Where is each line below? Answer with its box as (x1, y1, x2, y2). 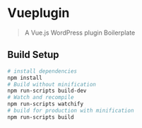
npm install (7, 74, 42, 81)
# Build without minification (7, 81, 97, 88)
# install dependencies (7, 67, 78, 75)
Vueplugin (7, 5, 70, 21)
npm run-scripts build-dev (7, 87, 87, 95)
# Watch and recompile (7, 94, 74, 101)
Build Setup (7, 49, 59, 61)
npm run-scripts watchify (7, 100, 83, 107)
